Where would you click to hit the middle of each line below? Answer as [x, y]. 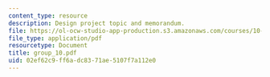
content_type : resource [48, 16]
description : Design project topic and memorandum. [96, 23]
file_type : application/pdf [55, 38]
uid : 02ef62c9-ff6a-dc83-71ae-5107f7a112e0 [82, 61]
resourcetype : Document [48, 46]
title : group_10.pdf [43, 53]
